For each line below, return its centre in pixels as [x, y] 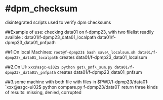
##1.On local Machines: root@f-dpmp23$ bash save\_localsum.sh [70, 52]
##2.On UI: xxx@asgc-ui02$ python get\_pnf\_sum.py [59, 67]
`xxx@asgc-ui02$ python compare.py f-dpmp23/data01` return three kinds [81, 87]
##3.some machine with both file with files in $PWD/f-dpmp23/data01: [77, 82]
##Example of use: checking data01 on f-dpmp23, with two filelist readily [80, 32]
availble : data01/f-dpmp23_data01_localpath [51, 37]
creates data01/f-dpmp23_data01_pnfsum [100, 72]
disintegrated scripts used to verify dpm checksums [58, 22]
